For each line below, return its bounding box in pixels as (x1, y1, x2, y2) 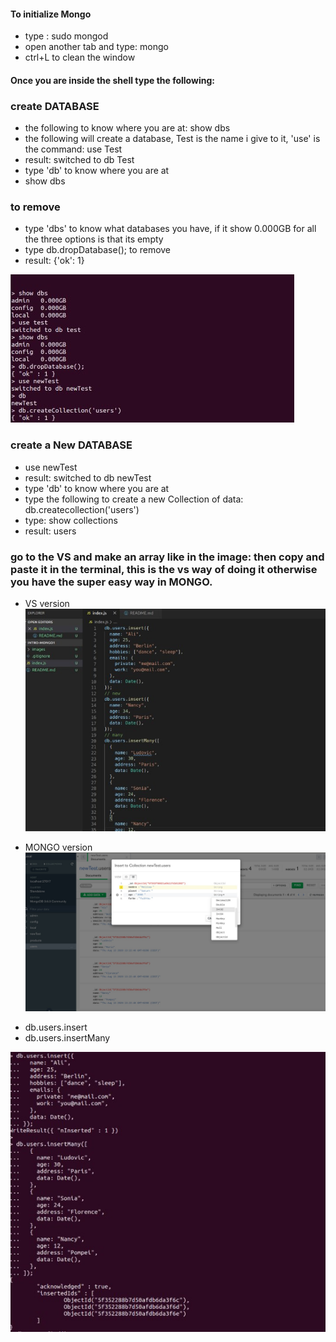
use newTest (24, 461, 78, 473)
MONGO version (24, 841, 93, 853)
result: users (24, 525, 77, 537)
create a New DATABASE (10, 438, 133, 452)
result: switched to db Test (24, 154, 135, 166)
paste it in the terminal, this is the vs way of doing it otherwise (10, 562, 318, 576)
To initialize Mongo (10, 8, 92, 20)
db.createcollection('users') (24, 503, 140, 515)
